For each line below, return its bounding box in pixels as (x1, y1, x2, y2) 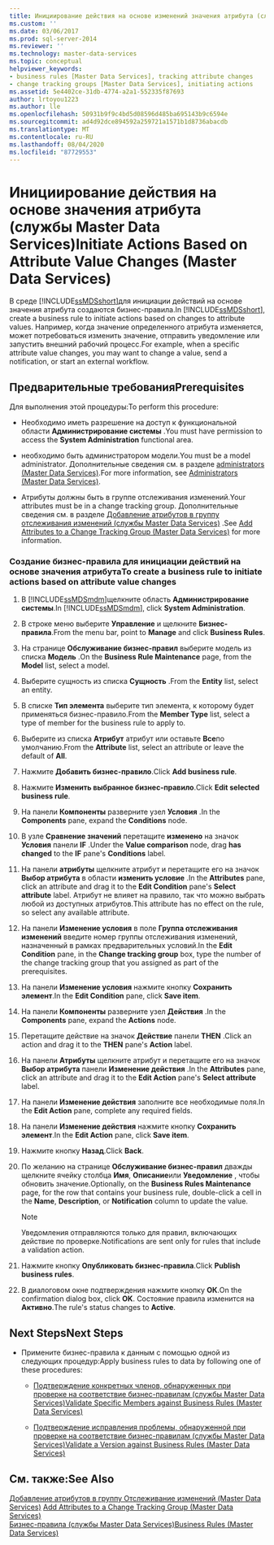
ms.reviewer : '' (9, 42, 64, 50)
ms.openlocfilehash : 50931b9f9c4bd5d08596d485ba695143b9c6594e (9, 111, 228, 119)
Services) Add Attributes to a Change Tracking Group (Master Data (9, 1502, 234, 1512)
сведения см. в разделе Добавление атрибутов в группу (20, 510, 220, 520)
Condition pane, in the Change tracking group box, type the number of (20, 949, 262, 960)
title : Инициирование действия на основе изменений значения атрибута (9, 11, 254, 20)
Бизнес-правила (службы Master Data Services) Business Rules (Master (9, 1520, 254, 1530)
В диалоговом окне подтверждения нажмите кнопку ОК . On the (20, 1286, 242, 1295)
